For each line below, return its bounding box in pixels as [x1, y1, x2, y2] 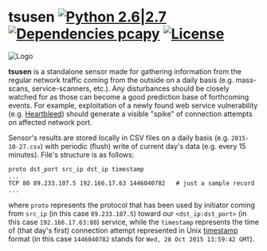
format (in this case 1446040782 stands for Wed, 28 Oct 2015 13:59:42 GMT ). [8, 233, 255, 243]
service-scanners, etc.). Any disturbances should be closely [31, 84, 230, 93]
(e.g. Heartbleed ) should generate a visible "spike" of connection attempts [8, 108, 253, 119]
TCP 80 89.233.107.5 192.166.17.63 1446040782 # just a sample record [8, 179, 255, 187]
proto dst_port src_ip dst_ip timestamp [8, 165, 145, 173]
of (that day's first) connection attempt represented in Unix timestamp [8, 226, 238, 235]
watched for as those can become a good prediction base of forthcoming [8, 92, 249, 101]
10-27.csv [8, 143, 41, 151]
